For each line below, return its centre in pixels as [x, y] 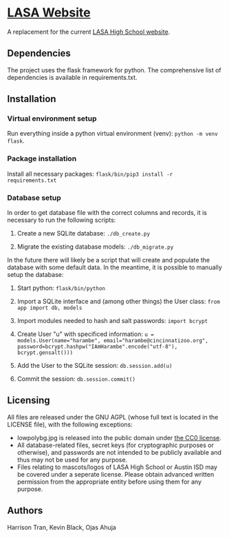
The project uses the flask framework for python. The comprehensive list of [114, 70]
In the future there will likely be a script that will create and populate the [109, 260]
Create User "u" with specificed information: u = [86, 334]
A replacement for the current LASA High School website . [89, 32]
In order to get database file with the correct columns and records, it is [107, 213]
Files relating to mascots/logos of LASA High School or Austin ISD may [117, 467]
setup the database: [35, 275]
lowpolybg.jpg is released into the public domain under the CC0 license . [119, 437]
